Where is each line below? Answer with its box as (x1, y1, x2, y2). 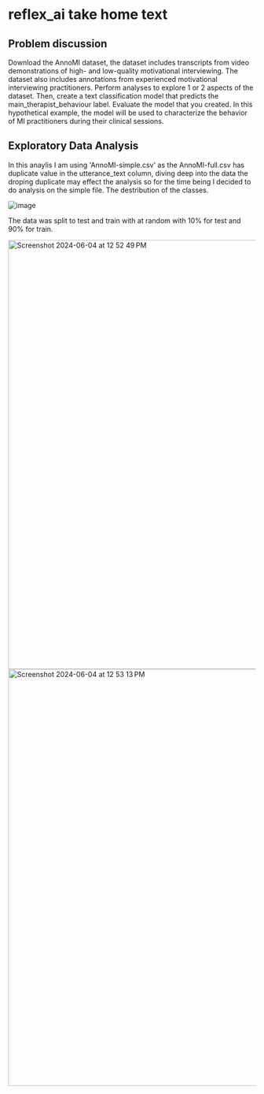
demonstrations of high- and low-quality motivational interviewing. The (8, 66, 238, 76)
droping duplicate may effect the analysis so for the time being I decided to (8, 177, 251, 186)
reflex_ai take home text (8, 6, 168, 24)
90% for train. (8, 224, 53, 233)
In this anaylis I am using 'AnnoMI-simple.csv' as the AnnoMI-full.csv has (8, 160, 245, 169)
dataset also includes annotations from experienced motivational (8, 75, 218, 84)
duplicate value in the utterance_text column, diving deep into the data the (8, 168, 249, 178)
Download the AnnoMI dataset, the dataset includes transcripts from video (8, 58, 250, 67)
